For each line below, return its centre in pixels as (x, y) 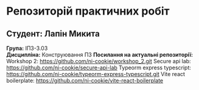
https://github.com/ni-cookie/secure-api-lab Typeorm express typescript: (99, 67)
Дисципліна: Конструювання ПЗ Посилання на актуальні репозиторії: (100, 55)
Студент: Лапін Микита (53, 34)
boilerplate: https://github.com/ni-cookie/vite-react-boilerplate (85, 81)
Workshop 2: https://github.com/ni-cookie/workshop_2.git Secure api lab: (99, 61)
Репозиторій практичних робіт (88, 11)
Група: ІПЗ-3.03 (27, 48)
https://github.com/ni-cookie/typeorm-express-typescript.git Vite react (96, 74)
